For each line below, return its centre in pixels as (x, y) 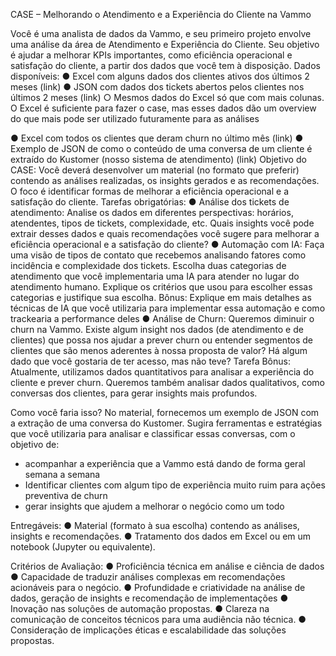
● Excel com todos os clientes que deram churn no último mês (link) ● (157, 138)
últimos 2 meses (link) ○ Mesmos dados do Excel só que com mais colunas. (167, 97)
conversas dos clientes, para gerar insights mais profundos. (134, 393)
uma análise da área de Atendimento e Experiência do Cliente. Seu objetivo (165, 44)
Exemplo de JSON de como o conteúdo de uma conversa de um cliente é (161, 148)
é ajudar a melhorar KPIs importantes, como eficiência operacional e (151, 55)
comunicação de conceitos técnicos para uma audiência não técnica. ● (158, 619)
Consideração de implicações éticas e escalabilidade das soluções (148, 630)
